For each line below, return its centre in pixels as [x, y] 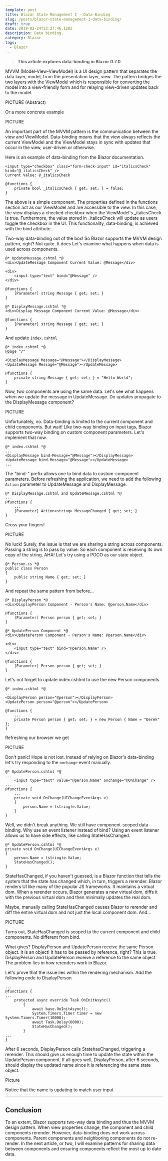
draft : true [17, 24]
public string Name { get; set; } [50, 577]
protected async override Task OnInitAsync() [62, 1000]
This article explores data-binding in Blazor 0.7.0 [69, 61]
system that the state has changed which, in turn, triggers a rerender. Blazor [84, 881]
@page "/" [15, 351]
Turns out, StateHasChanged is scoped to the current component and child [82, 932]
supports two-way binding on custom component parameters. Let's [75, 432]
